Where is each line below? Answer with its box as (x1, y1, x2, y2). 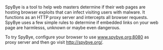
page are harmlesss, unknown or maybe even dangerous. (5, 25, 121, 31)
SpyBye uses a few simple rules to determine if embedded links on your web (5, 19, 159, 25)
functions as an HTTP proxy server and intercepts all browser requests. (5, 15, 148, 20)
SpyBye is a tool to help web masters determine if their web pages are (5, 4, 146, 10)
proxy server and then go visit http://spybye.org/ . (5, 39, 104, 45)
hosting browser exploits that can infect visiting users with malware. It (5, 9, 145, 15)
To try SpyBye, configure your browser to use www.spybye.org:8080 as (5, 34, 149, 40)
